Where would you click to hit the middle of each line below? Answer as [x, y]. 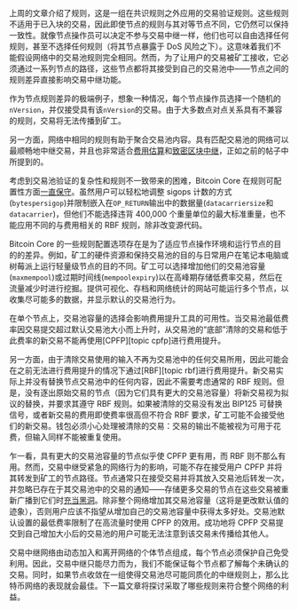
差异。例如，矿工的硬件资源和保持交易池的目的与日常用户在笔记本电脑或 [157, 255]
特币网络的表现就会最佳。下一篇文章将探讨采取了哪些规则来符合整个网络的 [145, 586]
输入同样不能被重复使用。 [79, 437]
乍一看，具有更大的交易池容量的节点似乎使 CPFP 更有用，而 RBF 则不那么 [144, 456]
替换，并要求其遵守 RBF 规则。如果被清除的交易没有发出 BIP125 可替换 [153, 404]
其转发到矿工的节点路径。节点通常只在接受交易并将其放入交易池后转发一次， [149, 478]
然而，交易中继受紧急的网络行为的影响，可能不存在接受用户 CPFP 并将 [153, 467]
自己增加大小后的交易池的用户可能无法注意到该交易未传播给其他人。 [149, 534]
